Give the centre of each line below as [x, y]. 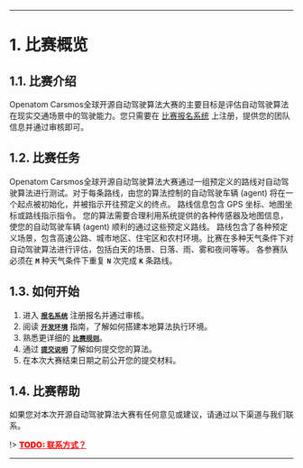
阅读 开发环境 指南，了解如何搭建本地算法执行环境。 [117, 326]
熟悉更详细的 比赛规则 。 [65, 337]
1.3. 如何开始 [45, 292]
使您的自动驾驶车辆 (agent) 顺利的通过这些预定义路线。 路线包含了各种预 [145, 226]
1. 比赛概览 [49, 45]
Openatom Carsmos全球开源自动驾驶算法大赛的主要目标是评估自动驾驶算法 [149, 104]
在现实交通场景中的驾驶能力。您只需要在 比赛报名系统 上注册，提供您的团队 [150, 115]
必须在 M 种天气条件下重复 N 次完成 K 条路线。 [93, 260]
